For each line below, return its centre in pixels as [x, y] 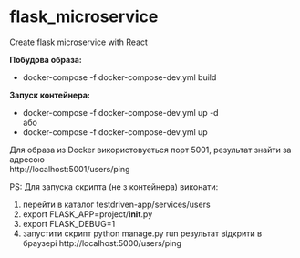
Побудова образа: [46, 59]
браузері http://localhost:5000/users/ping [102, 243]
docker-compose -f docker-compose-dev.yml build [119, 77]
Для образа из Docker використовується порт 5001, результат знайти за [150, 150]
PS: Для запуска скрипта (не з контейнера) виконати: [114, 186]
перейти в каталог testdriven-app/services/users [117, 204]
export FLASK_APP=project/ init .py [88, 214]
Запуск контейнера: [50, 95]
